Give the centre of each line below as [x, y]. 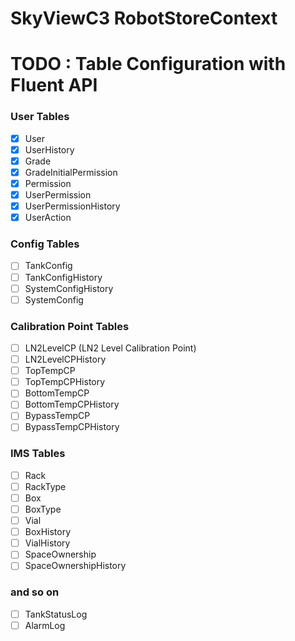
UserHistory [49, 149]
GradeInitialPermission [71, 172]
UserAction [48, 218]
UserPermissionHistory [72, 206]
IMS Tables [38, 454]
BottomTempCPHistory [72, 404]
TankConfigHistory [63, 277]
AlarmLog [45, 625]
